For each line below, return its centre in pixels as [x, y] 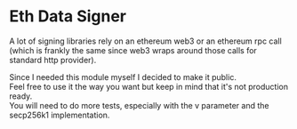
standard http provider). [53, 60]
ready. [21, 96]
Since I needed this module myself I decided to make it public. [123, 77]
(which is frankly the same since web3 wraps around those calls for [133, 50]
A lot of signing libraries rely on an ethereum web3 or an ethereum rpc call [145, 41]
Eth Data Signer [68, 16]
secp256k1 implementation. [60, 115]
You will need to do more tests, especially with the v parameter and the [139, 105]
